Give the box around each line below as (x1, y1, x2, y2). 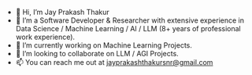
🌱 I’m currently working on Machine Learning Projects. (15, 41, 193, 50)
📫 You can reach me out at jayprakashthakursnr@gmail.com (15, 58, 213, 66)
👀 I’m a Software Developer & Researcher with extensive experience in (15, 16, 244, 25)
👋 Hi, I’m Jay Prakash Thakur (15, 8, 110, 16)
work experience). (15, 32, 76, 41)
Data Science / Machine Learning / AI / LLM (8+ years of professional (15, 24, 242, 33)
